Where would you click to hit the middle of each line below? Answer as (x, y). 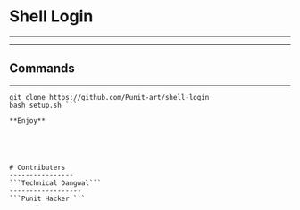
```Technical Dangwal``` (55, 183)
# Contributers (37, 167)
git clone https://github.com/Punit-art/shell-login (109, 97)
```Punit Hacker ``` (48, 198)
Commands (42, 69)
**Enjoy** (28, 121)
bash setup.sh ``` (43, 105)
